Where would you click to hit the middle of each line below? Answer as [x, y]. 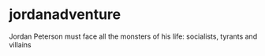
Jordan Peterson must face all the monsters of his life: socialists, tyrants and [133, 36]
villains [20, 44]
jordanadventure [65, 15]
